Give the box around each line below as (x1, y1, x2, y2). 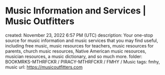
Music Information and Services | (5, 5, 146, 16)
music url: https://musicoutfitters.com (5, 64, 83, 70)
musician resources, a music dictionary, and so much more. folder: (5, 53, 142, 59)
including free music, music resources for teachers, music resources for (5, 42, 154, 48)
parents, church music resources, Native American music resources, (5, 48, 146, 54)
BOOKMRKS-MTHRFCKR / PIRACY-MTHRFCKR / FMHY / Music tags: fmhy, (5, 58, 160, 64)
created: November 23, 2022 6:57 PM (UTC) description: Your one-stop (5, 32, 153, 38)
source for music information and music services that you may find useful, (5, 37, 158, 43)
